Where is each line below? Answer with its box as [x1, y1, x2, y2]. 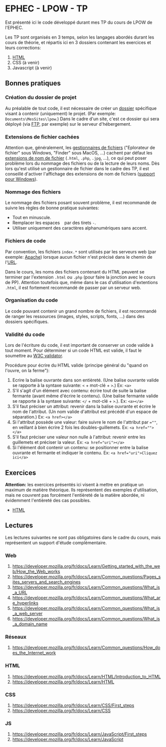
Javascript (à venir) [12, 65, 52, 71]
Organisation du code [5, 297, 58, 304]
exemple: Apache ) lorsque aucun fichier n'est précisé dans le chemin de [5, 254, 153, 260]
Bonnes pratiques [5, 79, 61, 88]
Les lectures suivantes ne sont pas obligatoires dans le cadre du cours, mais [5, 534, 161, 540]
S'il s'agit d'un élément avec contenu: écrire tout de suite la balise [12, 388, 147, 394]
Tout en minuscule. [12, 215, 51, 221]
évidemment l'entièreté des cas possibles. [5, 497, 91, 503]
